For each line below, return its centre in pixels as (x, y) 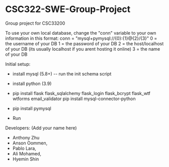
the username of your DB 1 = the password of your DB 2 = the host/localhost (84, 43)
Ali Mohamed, (27, 153)
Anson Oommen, (30, 143)
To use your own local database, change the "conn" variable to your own (81, 33)
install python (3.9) (32, 83)
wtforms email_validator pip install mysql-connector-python (74, 99)
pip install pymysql (32, 108)
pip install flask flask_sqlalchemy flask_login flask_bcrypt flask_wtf (81, 93)
